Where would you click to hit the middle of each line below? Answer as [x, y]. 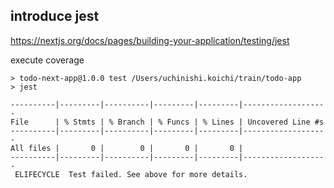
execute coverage [47, 60]
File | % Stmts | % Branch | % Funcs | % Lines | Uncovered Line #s [167, 122]
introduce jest [55, 16]
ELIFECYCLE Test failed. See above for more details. [131, 174]
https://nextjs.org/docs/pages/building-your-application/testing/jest [150, 40]
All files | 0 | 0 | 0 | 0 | [127, 148]
